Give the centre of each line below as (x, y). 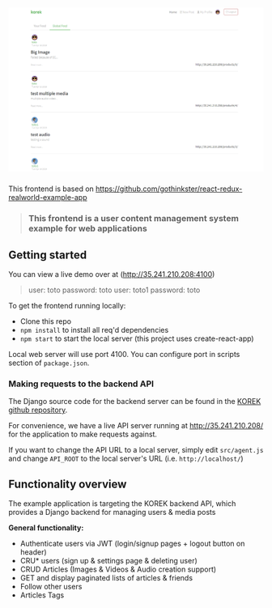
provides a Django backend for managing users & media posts (112, 512)
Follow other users (51, 587)
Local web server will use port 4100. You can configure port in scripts (124, 355)
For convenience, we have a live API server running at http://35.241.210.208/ (136, 426)
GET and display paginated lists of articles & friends (106, 578)
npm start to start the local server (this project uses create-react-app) (137, 338)
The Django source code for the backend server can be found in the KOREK (135, 402)
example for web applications (87, 228)
